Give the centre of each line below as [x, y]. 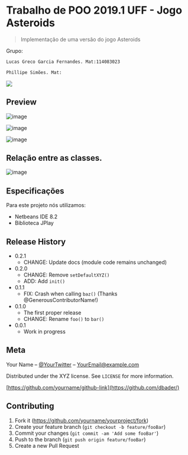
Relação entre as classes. [54, 158]
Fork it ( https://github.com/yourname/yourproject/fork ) [82, 420]
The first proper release [52, 313]
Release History [36, 242]
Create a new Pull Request [47, 446]
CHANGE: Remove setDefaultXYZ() [67, 275]
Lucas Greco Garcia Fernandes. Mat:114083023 [63, 62]
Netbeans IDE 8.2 [36, 217]
